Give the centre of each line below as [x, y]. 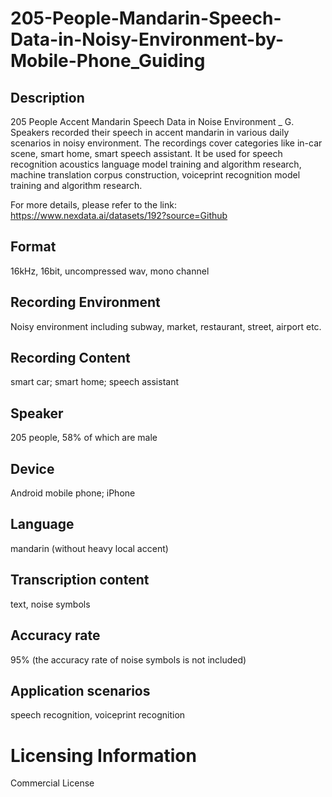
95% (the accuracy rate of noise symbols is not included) [128, 659]
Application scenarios [80, 690]
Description [47, 97]
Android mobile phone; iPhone [73, 493]
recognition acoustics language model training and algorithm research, [156, 164]
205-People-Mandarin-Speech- [146, 18]
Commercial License [52, 783]
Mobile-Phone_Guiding [108, 61]
